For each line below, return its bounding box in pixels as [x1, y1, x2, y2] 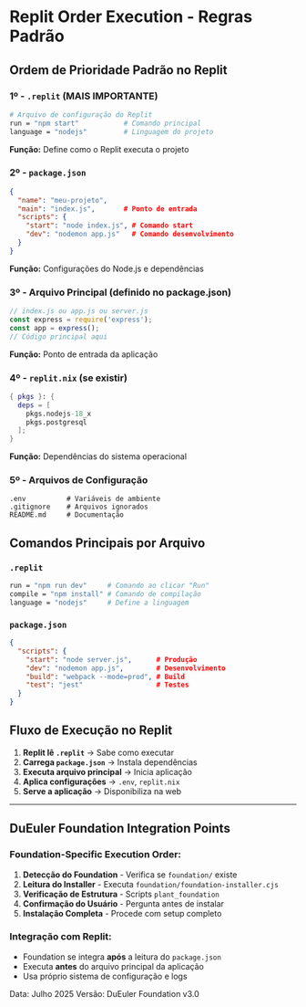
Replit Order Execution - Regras [9, 6, 253, 27]
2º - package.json [9, 166, 87, 179]
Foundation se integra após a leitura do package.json [22, 951, 221, 962]
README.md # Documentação [9, 510, 125, 519]
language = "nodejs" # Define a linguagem [9, 598, 189, 607]
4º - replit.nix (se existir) [9, 372, 127, 384]
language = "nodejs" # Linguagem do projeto [9, 127, 214, 136]
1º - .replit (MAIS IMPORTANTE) [9, 89, 158, 102]
